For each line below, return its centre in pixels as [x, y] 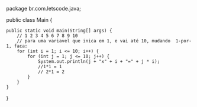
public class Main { [29, 20]
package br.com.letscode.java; [43, 9]
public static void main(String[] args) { [59, 31]
